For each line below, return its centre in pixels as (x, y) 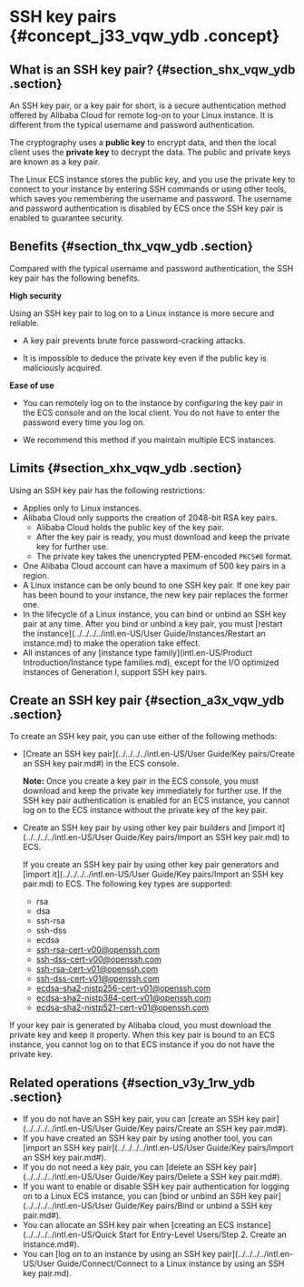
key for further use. (72, 546)
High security (35, 295)
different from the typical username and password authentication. (132, 125)
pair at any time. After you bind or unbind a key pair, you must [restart (152, 623)
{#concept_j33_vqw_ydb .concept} (145, 36)
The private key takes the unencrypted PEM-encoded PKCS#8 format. (164, 556)
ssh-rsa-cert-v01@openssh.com (97, 969)
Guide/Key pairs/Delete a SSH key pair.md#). (199, 1177)
